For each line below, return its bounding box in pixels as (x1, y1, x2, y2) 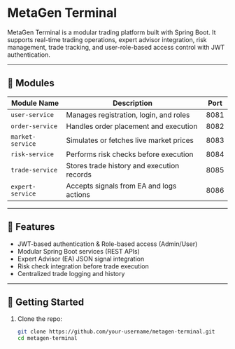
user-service (10, 111, 55, 118)
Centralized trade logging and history (17, 269, 125, 278)
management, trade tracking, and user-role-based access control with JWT (7, 43, 225, 51)
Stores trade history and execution (66, 160, 180, 170)
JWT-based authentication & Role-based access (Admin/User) (17, 240, 198, 248)
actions (66, 189, 91, 199)
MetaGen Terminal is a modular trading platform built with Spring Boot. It (7, 28, 216, 36)
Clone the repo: (17, 315, 63, 323)
